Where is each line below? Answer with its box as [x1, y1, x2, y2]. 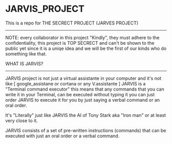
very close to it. [5, 118, 38, 124]
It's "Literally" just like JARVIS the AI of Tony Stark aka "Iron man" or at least [5, 112, 166, 118]
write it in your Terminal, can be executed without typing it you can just [5, 91, 155, 97]
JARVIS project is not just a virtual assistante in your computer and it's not [5, 75, 162, 81]
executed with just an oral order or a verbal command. [5, 133, 120, 139]
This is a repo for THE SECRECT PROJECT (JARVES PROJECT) [5, 20, 139, 26]
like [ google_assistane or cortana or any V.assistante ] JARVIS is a [5, 80, 146, 87]
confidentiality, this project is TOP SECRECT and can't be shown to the [5, 40, 155, 46]
